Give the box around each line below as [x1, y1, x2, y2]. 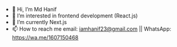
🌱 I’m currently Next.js [11, 19, 67, 25]
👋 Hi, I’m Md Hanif [11, 6, 57, 13]
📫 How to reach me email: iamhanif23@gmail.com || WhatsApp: [11, 25, 172, 33]
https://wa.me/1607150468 [11, 34, 79, 41]
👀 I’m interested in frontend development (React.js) [11, 12, 138, 19]
